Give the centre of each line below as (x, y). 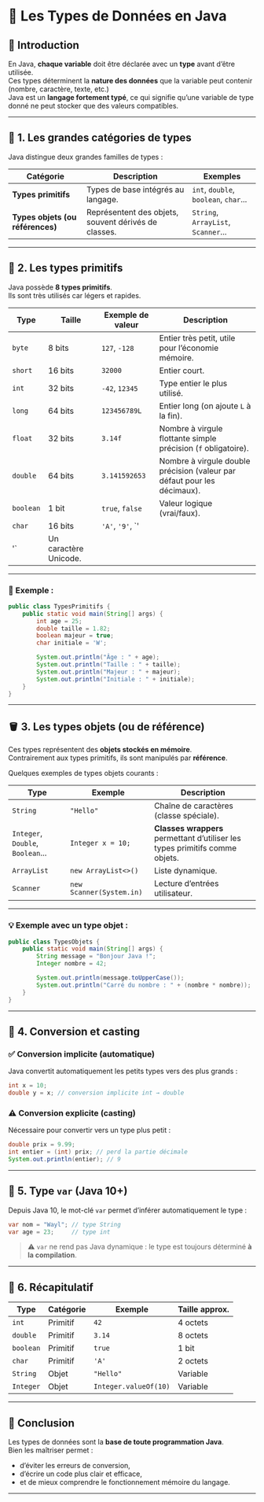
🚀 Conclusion (41, 1423)
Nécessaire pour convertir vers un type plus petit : (90, 1130)
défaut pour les (187, 481)
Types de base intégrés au (135, 190)
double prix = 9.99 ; (42, 1145)
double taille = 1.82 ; (73, 629)
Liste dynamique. (186, 871)
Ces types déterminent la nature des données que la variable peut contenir (130, 81)
